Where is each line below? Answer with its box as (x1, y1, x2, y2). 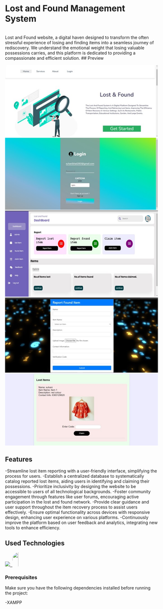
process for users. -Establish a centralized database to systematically (5, 473, 145, 479)
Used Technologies (5, 539, 65, 547)
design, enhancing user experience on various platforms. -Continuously (5, 515, 149, 521)
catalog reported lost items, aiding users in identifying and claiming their (5, 478, 149, 484)
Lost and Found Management (5, 3, 125, 14)
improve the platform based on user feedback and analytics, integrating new (5, 520, 158, 525)
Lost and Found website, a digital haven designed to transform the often (5, 35, 149, 40)
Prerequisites (5, 574, 37, 581)
